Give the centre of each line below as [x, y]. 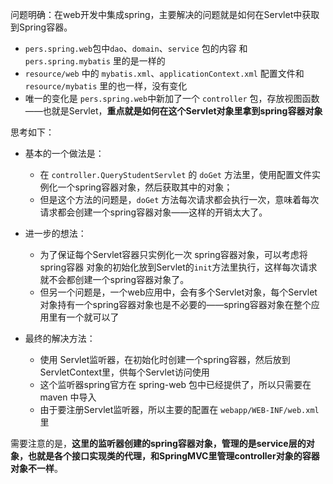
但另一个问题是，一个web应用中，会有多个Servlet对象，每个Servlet [178, 292]
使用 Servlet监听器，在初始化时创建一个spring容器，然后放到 [165, 359]
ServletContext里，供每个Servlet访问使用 [124, 372]
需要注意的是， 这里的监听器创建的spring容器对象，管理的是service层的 [158, 443]
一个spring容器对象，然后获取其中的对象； [145, 187]
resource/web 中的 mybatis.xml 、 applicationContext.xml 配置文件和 [164, 73]
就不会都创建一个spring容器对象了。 [114, 279]
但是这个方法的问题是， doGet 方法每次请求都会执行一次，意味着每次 [179, 199]
